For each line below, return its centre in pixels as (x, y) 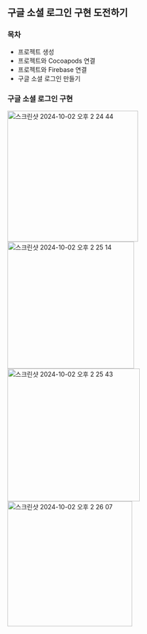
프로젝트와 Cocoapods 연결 (56, 61)
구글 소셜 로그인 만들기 (49, 78)
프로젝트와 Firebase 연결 (52, 69)
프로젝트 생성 (36, 51)
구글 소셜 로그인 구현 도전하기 (68, 13)
